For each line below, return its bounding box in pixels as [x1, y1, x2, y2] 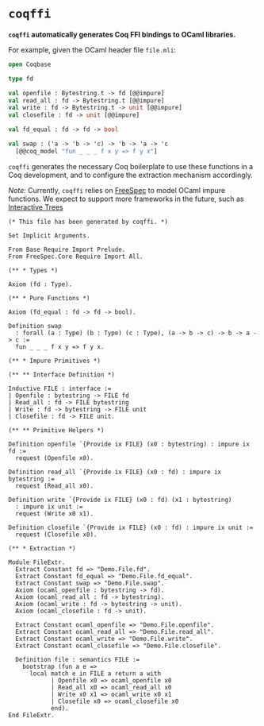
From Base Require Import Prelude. [8, 245, 126, 253]
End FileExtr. [8, 711, 55, 719]
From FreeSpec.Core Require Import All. [8, 253, 144, 261]
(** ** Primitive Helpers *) [8, 426, 105, 434]
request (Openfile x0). [15, 454, 94, 462]
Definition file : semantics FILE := [15, 655, 140, 663]
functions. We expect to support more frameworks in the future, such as [8, 194, 244, 203]
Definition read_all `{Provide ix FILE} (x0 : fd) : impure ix [8, 468, 222, 476]
